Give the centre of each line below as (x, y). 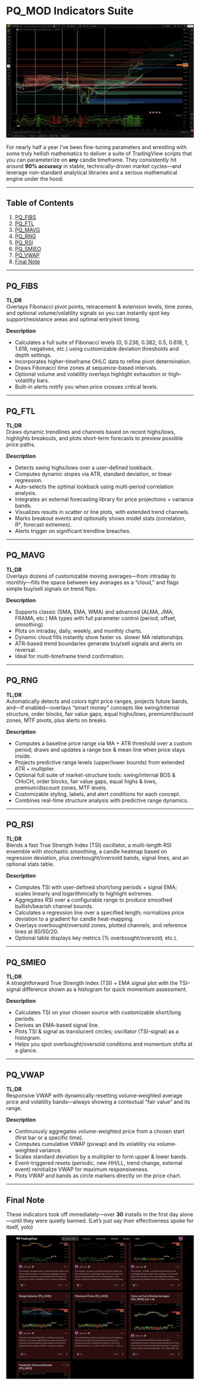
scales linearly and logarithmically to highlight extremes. (84, 894)
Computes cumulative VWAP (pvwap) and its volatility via (85, 1144)
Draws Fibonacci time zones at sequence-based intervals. (86, 368)
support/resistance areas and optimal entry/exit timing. (74, 320)
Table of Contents (40, 203)
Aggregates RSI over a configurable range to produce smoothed (93, 900)
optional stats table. (30, 864)
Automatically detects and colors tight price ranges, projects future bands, (97, 701)
